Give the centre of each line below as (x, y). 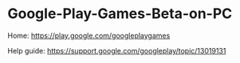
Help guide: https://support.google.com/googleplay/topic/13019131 (117, 50)
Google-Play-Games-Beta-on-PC (120, 14)
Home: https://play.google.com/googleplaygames (89, 35)
